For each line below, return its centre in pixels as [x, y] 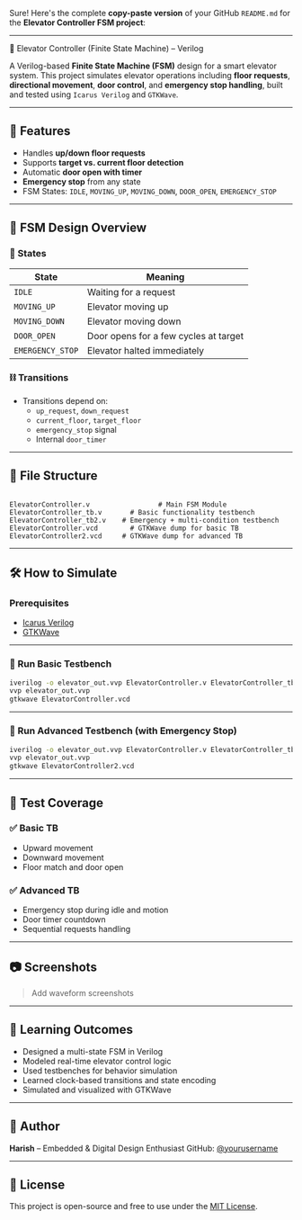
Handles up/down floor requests [84, 153]
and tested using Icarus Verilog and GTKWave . [94, 94]
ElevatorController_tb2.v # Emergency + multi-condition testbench [144, 520]
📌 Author [35, 1127]
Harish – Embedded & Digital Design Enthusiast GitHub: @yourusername [144, 1148]
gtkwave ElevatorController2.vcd [72, 767]
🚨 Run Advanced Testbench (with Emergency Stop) [123, 731]
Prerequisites [39, 603]
